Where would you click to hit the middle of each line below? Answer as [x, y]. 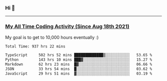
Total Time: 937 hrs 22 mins [35, 46]
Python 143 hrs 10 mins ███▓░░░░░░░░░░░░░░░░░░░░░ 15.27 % [79, 60]
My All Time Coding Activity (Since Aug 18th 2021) [67, 27]
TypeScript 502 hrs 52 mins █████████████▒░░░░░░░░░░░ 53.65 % [79, 55]
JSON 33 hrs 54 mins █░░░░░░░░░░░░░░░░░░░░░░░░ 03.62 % [79, 69]
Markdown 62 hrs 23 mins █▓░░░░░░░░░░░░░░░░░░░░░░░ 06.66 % [79, 64]
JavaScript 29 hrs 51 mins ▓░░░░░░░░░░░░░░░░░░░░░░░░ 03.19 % [79, 74]
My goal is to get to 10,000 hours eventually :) [52, 37]
